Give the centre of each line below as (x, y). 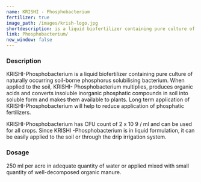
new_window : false (29, 40)
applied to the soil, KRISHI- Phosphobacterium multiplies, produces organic (100, 87)
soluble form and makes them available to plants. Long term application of (98, 99)
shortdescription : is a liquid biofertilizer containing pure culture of (101, 29)
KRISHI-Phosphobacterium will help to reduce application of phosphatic (95, 106)
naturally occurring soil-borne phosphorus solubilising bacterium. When (95, 80)
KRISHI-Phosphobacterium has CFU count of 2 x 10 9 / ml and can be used (99, 124)
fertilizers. (19, 113)
